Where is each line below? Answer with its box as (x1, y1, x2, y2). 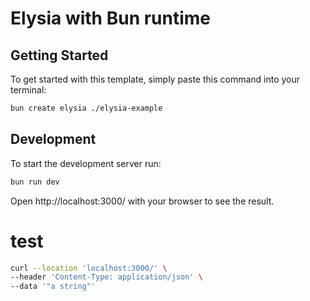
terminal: (10, 84, 47, 96)
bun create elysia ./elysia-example (10, 103, 163, 113)
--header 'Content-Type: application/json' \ (10, 272, 203, 282)
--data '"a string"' (10, 282, 97, 292)
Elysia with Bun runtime (10, 7, 212, 30)
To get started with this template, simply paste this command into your (10, 73, 301, 85)
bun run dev (10, 177, 60, 187)
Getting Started (10, 47, 109, 64)
